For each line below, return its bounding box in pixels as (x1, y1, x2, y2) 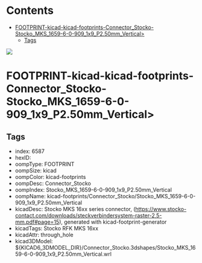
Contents (6, 4, 54, 18)
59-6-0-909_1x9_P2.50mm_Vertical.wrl (14, 250, 112, 258)
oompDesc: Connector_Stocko (14, 180, 92, 187)
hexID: (14, 154, 31, 161)
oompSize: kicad (14, 167, 57, 174)
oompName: (14, 192, 46, 200)
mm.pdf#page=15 (14, 218, 60, 226)
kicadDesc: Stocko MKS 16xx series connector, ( (14, 205, 136, 212)
